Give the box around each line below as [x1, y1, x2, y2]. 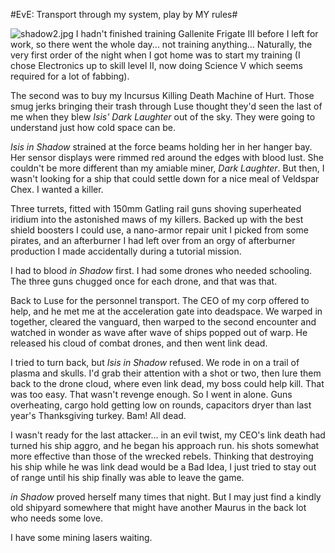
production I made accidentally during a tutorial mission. [10, 245, 242, 257]
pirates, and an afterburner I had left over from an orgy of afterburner [10, 235, 296, 246]
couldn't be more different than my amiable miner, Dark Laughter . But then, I [10, 162, 325, 174]
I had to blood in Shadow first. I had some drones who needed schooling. [10, 265, 313, 276]
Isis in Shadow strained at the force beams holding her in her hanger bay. [10, 141, 313, 153]
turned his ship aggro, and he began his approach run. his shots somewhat [10, 440, 320, 451]
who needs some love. [10, 512, 104, 524]
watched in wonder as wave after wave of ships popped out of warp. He [10, 327, 308, 338]
